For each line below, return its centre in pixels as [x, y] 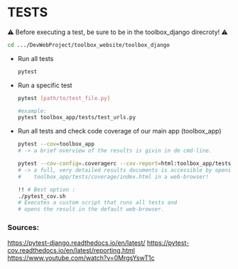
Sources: [23, 228]
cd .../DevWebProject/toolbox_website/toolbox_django [89, 45]
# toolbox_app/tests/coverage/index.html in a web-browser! [113, 177]
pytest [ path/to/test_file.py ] [64, 98]
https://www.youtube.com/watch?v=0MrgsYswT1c [81, 258]
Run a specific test [45, 85]
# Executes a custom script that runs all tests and [97, 203]
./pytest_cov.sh [42, 196]
